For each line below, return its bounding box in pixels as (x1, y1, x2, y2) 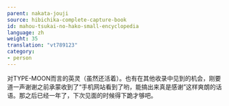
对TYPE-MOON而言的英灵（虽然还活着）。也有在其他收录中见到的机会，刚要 (7, 74, 221, 82)
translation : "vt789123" (7, 42, 78, 49)
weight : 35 (7, 36, 38, 42)
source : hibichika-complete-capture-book (7, 16, 127, 23)
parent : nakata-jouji (7, 10, 69, 17)
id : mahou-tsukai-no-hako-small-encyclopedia (7, 23, 139, 29)
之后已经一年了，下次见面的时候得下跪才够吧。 (25, 91, 157, 99)
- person (7, 55, 32, 62)
